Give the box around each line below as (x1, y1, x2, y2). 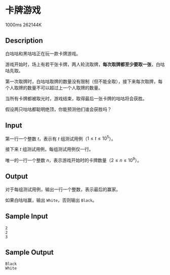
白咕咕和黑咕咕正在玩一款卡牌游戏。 (5, 50, 81, 56)
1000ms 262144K (5, 21, 42, 28)
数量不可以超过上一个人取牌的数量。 (27, 85, 103, 91)
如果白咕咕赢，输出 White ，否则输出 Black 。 (5, 197, 97, 203)
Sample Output (5, 248, 54, 256)
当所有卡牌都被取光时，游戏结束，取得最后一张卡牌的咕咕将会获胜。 (5, 95, 147, 101)
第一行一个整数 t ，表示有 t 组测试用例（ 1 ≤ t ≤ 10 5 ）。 (5, 135, 116, 142)
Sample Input (5, 212, 48, 221)
